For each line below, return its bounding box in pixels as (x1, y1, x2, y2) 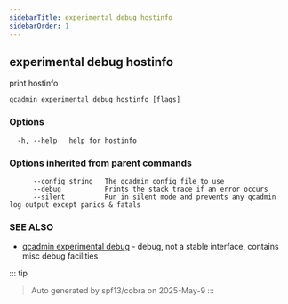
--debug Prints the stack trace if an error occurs (32, 185, 268, 193)
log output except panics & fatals (9, 200, 141, 210)
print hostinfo (9, 78, 59, 89)
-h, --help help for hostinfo (17, 136, 138, 145)
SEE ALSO (9, 220, 54, 233)
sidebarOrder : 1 (9, 21, 69, 30)
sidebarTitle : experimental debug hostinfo (9, 12, 173, 22)
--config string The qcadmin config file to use (32, 177, 225, 185)
